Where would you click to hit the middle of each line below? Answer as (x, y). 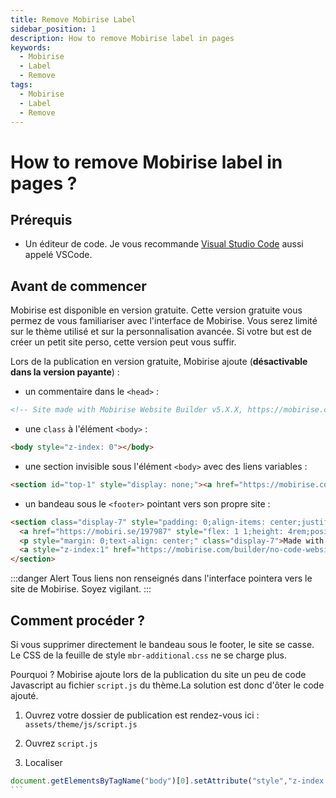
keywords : (31, 47)
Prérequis (41, 219)
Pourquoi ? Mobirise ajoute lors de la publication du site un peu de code (158, 674)
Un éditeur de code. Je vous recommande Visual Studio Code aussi (164, 244)
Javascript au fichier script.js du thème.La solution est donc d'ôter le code (167, 685)
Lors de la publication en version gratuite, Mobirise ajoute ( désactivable (159, 362)
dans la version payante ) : (65, 372)
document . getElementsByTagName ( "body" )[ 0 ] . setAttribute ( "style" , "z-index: (169, 781)
